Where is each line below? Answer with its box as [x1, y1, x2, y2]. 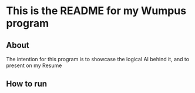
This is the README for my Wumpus [6, 4, 187, 18]
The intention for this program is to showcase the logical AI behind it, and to [6, 56, 190, 62]
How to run [6, 79, 48, 89]
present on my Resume [6, 62, 62, 69]
